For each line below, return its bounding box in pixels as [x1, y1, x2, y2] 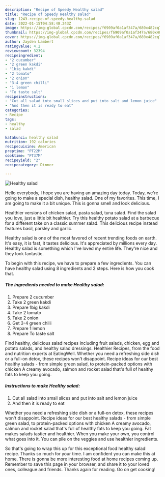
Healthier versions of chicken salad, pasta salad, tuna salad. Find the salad [5, 209, 156, 215]
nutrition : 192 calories [5, 140, 56, 145]
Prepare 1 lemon [12, 326, 45, 331]
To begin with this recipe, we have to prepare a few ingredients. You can [5, 260, 151, 266]
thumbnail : [5, 30, 27, 35]
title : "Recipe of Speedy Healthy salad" [5, 12, 91, 17]
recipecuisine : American [5, 144, 56, 149]
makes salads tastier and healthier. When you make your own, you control [5, 431, 155, 437]
